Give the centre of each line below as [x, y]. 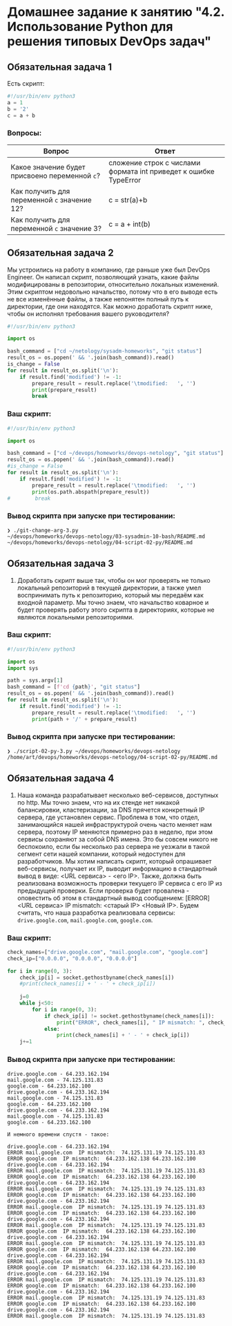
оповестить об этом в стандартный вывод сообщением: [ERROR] [114, 898]
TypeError [125, 180]
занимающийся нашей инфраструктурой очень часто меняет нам [114, 824]
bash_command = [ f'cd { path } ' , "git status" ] [74, 687]
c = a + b [21, 115]
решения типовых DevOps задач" [109, 41]
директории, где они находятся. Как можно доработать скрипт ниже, [110, 306]
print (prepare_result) [65, 390]
